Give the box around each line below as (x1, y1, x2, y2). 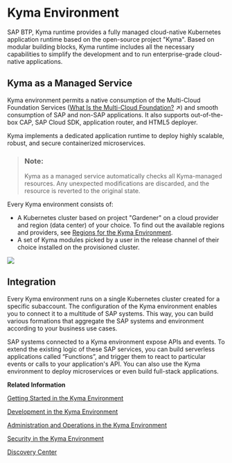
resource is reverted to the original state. (24, 187, 141, 195)
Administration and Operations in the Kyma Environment (7, 421, 168, 429)
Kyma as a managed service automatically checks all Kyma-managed (24, 172, 223, 180)
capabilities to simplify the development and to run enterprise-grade (7, 50, 202, 58)
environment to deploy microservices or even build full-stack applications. (7, 367, 220, 376)
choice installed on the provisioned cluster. (17, 243, 140, 251)
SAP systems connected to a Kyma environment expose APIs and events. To (7, 337, 225, 346)
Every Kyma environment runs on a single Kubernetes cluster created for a (7, 294, 220, 303)
